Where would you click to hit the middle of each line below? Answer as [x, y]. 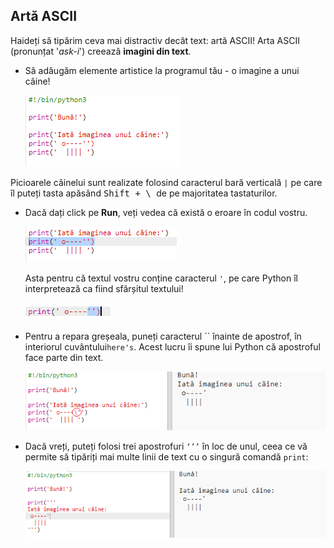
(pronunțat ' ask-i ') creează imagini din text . [101, 51]
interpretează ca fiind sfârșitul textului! [104, 288]
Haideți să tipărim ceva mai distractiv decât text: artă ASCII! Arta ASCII [155, 40]
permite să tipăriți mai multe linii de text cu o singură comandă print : [166, 457]
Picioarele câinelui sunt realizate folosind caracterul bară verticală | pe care [166, 182]
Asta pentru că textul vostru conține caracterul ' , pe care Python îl [161, 278]
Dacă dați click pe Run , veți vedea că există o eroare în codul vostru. [166, 212]
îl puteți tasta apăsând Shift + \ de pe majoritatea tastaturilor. [144, 193]
